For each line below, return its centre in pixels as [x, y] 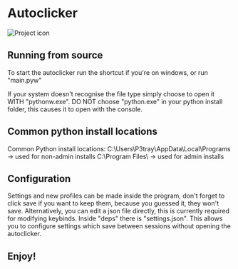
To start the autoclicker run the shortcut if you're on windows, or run [108, 72]
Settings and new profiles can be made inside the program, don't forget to [116, 196]
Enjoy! [22, 256]
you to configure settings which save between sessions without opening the [119, 226]
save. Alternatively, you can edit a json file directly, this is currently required [118, 211]
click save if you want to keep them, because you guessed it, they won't [113, 203]
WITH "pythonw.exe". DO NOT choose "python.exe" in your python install [115, 101]
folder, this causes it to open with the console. [75, 109]
